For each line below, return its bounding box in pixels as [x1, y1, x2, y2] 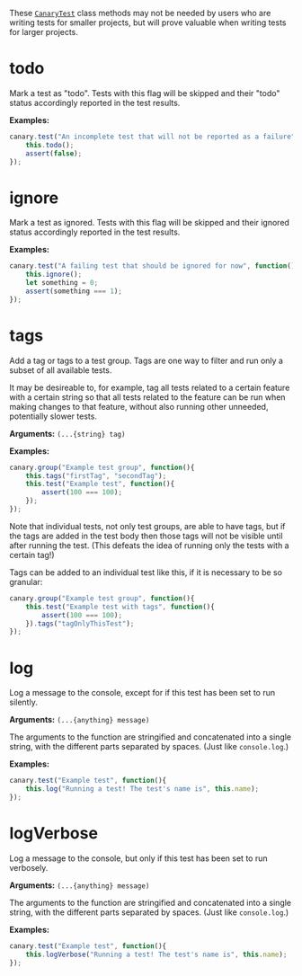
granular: [9, 576, 43, 587]
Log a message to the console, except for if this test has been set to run [9, 688, 276, 698]
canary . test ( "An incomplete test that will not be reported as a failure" [9, 132, 296, 141]
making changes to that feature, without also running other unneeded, [9, 401, 269, 412]
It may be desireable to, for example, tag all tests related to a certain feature [9, 382, 290, 393]
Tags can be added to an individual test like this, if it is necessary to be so [9, 566, 283, 578]
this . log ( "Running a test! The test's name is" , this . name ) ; [25, 785, 259, 794]
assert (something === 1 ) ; [25, 287, 123, 296]
